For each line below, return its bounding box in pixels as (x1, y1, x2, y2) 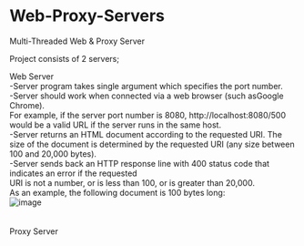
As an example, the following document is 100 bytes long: (9, 187, 226, 198)
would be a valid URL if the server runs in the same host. (9, 119, 221, 130)
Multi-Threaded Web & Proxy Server (9, 36, 146, 46)
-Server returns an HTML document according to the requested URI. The (9, 128, 282, 139)
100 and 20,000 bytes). (9, 148, 97, 159)
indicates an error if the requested (9, 168, 138, 179)
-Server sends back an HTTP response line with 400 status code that (9, 158, 270, 169)
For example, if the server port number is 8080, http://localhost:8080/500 (9, 109, 287, 120)
